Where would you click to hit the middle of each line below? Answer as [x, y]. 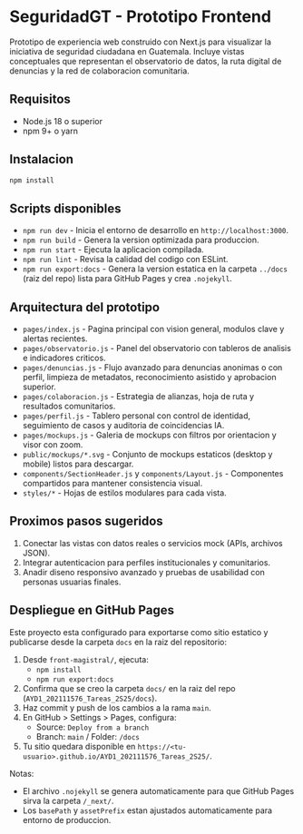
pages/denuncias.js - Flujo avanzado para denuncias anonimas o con [152, 368]
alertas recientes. [55, 339]
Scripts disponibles [65, 208]
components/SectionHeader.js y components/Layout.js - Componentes [153, 474]
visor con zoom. [53, 445]
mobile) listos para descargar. [78, 464]
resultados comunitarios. [69, 407]
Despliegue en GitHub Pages [92, 610]
